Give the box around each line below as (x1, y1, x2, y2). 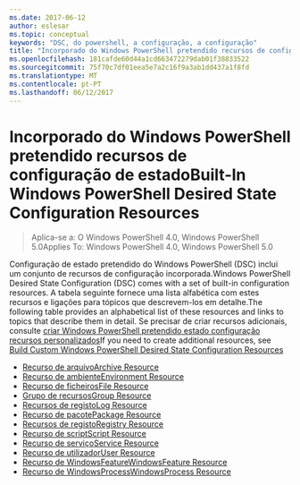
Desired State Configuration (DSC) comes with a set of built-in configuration (9, 278, 290, 289)
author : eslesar (9, 21, 70, 30)
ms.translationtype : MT (9, 72, 98, 81)
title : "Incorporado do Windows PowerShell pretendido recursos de (9, 47, 266, 55)
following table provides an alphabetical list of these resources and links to (9, 306, 284, 318)
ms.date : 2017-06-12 (9, 13, 87, 22)
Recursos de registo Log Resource (21, 400, 147, 411)
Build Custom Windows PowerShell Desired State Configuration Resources (9, 345, 284, 355)
